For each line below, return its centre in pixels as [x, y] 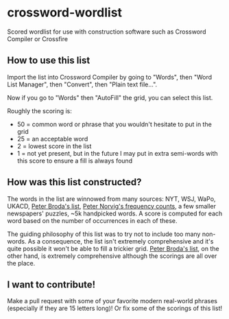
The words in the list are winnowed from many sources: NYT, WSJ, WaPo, [111, 199]
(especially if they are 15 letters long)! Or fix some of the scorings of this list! [115, 308]
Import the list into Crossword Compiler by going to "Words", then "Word [110, 77]
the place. [21, 263]
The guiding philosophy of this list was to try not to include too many [104, 234]
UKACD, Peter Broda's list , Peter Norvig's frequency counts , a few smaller [112, 206]
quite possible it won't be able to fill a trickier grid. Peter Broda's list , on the [113, 248]
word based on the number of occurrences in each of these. [92, 220]
